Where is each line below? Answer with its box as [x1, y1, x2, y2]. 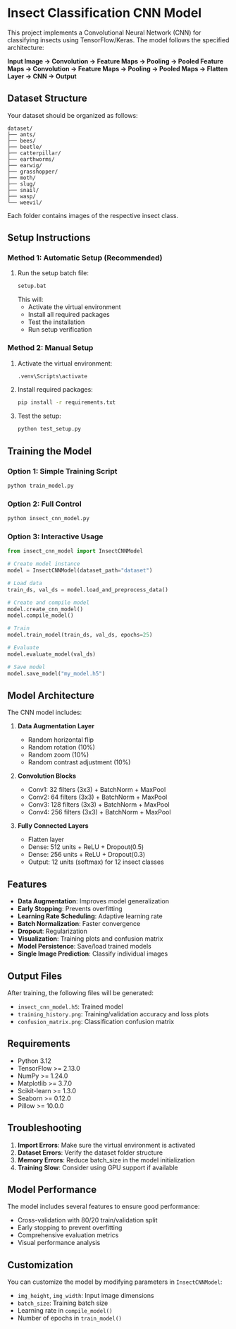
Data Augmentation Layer [17, 722, 95, 730]
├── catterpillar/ [7, 150, 61, 157]
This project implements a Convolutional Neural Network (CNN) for [7, 28, 201, 37]
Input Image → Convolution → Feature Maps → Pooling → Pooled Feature [7, 56, 224, 65]
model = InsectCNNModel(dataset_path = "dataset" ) [7, 567, 153, 575]
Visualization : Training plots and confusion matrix [17, 934, 163, 943]
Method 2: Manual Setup [7, 343, 94, 353]
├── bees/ [7, 137, 37, 144]
